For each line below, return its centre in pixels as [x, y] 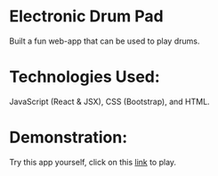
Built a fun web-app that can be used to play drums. [105, 41]
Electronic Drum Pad [86, 16]
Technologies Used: [85, 77]
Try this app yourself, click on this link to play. [93, 162]
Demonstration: [69, 137]
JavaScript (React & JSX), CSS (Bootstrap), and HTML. [110, 101]
